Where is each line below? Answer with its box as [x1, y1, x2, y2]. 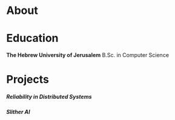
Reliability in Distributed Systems [6, 93, 92, 100]
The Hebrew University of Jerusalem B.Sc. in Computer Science [6, 52, 170, 59]
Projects [6, 73, 50, 87]
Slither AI [6, 108, 30, 116]
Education [6, 32, 59, 45]
